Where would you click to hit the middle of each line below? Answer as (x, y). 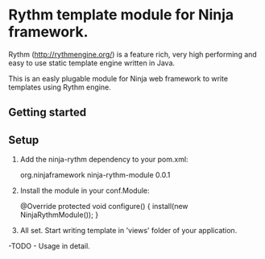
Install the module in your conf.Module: (85, 190)
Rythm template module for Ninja (121, 15)
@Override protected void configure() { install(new (104, 207)
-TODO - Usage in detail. (49, 246)
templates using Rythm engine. (60, 87)
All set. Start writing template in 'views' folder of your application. (128, 231)
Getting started (48, 113)
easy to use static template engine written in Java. (92, 63)
